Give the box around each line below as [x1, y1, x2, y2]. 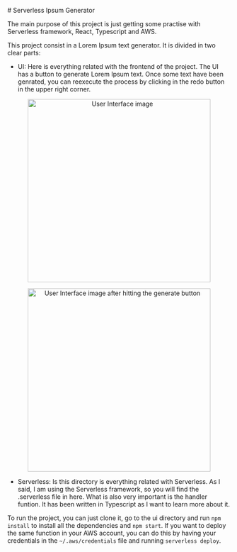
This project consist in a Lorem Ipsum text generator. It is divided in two [7, 41, 216, 49]
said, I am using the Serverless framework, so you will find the [17, 485, 200, 493]
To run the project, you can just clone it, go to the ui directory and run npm [7, 514, 221, 522]
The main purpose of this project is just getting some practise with [7, 20, 201, 28]
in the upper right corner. [17, 85, 91, 93]
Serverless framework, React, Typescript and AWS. [7, 28, 157, 35]
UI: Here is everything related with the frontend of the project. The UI [17, 62, 219, 70]
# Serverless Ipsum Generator [7, 6, 96, 14]
